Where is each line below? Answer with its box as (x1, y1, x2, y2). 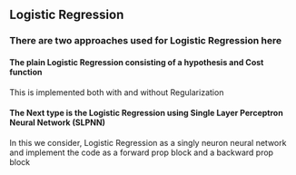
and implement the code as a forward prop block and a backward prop (9, 147, 274, 158)
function (9, 66, 43, 77)
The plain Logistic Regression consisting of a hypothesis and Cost (9, 56, 264, 67)
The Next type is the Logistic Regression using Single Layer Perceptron (9, 108, 283, 119)
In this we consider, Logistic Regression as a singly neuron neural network (9, 137, 287, 148)
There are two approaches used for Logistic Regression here (9, 34, 282, 47)
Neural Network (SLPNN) (9, 117, 106, 128)
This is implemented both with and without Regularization (9, 86, 224, 98)
